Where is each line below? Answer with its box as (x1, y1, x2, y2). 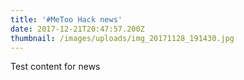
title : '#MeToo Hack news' (10, 14, 123, 25)
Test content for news (10, 61, 101, 73)
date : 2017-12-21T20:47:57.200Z (10, 24, 145, 34)
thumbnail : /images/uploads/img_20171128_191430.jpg (10, 33, 235, 43)
